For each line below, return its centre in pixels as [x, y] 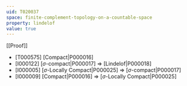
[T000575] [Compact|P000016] [54, 57]
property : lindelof [31, 23]
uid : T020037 [23, 12]
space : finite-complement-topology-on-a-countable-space [79, 17]
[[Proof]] [17, 46]
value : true [21, 29]
